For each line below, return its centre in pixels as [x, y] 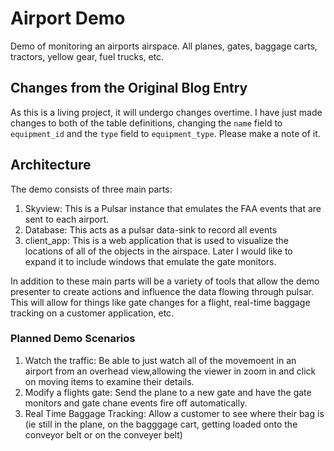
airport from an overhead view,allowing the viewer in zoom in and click [170, 371]
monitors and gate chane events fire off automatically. [136, 403]
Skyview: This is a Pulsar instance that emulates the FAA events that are [173, 208]
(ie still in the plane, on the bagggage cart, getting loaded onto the [161, 424]
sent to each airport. [67, 219]
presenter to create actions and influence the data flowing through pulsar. [162, 291]
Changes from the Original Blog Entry [129, 88]
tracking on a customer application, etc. [92, 313]
